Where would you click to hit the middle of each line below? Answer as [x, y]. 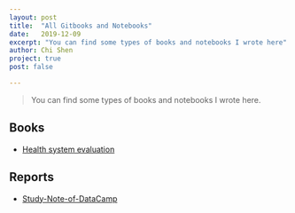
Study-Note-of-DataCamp [70, 198]
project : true [35, 59]
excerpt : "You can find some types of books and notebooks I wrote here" [148, 42]
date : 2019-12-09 [45, 34]
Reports [32, 177]
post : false [31, 67]
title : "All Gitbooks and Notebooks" [81, 26]
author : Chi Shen [41, 51]
